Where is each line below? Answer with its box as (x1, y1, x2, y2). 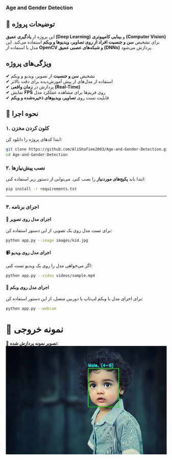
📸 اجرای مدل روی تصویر (6, 216, 52, 222)
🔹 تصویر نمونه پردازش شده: (6, 340, 59, 346)
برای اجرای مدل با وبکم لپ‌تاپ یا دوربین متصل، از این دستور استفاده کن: (6, 296, 143, 302)
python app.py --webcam (6, 306, 57, 311)
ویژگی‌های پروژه (6, 59, 52, 68)
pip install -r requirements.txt (6, 186, 77, 192)
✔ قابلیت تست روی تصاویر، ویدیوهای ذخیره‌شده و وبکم (6, 94, 109, 101)
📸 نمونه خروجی (6, 323, 63, 335)
